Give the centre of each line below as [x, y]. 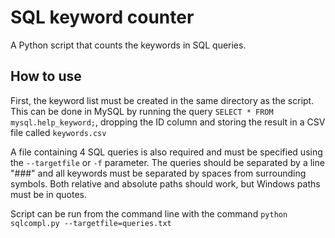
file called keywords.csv [58, 132]
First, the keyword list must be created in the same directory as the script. [162, 100]
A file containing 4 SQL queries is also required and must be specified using [166, 152]
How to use [46, 76]
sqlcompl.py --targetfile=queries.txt [91, 223]
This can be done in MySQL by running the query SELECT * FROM [142, 111]
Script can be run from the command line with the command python [149, 213]
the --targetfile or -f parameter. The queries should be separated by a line [167, 162]
